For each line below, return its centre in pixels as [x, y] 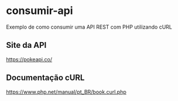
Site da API [26, 45]
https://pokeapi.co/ [29, 59]
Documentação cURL [45, 78]
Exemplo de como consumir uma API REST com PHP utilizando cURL [89, 27]
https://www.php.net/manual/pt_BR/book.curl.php [66, 92]
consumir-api [40, 11]
